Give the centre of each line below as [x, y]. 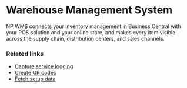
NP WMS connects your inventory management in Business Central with [93, 26]
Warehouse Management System [89, 10]
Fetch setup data [35, 79]
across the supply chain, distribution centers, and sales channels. [86, 38]
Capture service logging [44, 66]
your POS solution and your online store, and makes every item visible [91, 32]
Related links [25, 54]
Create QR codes [35, 73]
